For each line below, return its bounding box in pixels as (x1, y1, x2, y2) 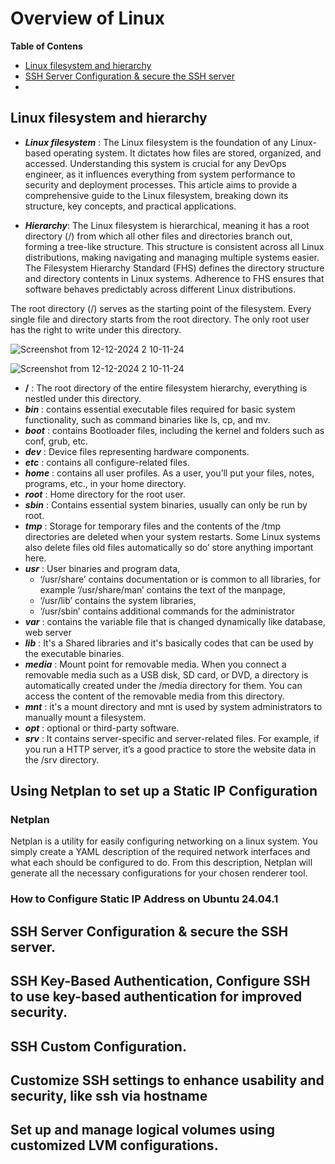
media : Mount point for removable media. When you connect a (24, 658, 287, 670)
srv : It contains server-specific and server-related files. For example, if (24, 732, 320, 744)
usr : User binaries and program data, (24, 562, 181, 574)
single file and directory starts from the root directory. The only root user (10, 313, 310, 325)
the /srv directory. (24, 753, 100, 766)
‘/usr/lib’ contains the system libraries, (39, 594, 197, 606)
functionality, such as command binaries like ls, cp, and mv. (24, 413, 271, 426)
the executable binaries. (24, 647, 125, 659)
